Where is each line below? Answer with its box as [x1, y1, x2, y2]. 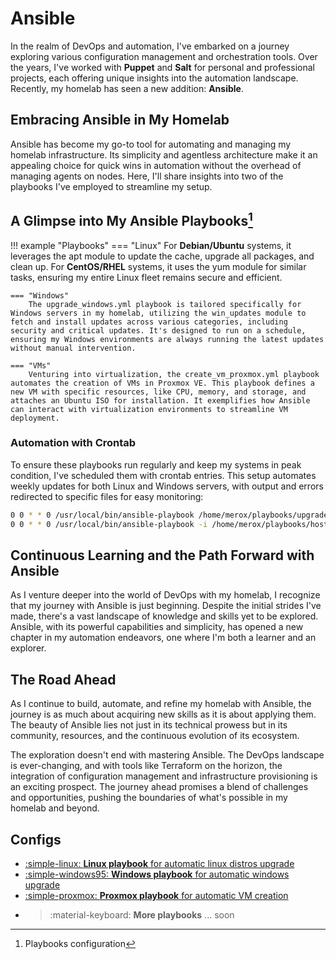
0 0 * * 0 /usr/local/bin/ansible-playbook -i [10, 519, 208, 529]
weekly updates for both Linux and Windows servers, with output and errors [10, 480, 324, 492]
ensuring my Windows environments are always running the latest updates [10, 334, 325, 344]
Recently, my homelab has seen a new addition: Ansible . [10, 82, 244, 94]
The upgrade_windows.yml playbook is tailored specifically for [28, 299, 302, 309]
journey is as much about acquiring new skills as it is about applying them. [10, 708, 317, 721]
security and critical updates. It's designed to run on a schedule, [10, 325, 307, 336]
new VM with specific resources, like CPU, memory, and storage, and [10, 387, 307, 397]
